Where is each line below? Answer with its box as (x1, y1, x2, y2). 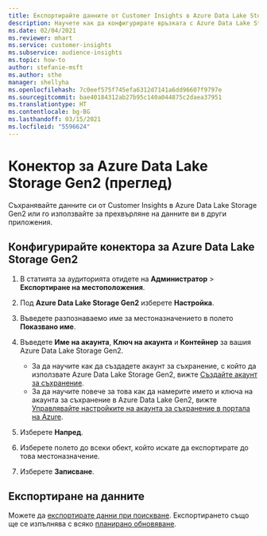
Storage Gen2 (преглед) (8, 174, 173, 192)
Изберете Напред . (19, 427, 83, 436)
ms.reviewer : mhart (8, 33, 73, 42)
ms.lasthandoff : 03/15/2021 (8, 115, 102, 123)
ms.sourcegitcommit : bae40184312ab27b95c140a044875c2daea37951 (8, 93, 222, 101)
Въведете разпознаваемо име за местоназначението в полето (19, 313, 234, 323)
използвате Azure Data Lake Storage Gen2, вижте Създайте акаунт (31, 370, 258, 379)
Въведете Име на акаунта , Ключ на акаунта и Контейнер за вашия (19, 337, 252, 346)
